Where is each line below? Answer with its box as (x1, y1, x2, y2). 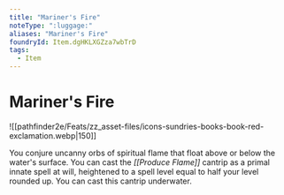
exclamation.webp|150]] (9, 130, 97, 141)
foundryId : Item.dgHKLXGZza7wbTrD (9, 37, 137, 47)
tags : (9, 46, 29, 55)
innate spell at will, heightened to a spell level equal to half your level (9, 166, 259, 176)
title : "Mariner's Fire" (9, 12, 101, 22)
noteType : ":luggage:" (9, 21, 93, 30)
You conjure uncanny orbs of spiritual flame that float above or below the (9, 147, 276, 158)
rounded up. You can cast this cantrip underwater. (9, 176, 192, 186)
